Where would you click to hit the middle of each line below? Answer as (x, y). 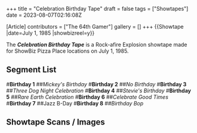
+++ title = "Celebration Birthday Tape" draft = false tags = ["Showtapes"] (97, 9)
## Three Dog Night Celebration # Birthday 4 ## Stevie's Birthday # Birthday (98, 90)
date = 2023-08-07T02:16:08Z (44, 15)
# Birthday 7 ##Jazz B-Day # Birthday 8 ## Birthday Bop (75, 103)
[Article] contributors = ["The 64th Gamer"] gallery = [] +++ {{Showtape (95, 27)
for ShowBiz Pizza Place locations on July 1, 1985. (67, 51)
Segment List (31, 70)
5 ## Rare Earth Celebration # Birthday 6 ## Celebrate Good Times (87, 97)
